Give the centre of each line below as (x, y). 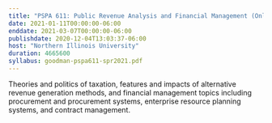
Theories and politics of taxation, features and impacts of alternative (122, 84)
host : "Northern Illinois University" (74, 46)
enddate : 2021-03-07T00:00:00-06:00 (70, 31)
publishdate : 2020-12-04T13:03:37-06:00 (78, 38)
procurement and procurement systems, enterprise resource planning (125, 101)
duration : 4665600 (39, 53)
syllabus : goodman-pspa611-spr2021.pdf (76, 61)
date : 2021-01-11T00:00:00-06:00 (65, 23)
